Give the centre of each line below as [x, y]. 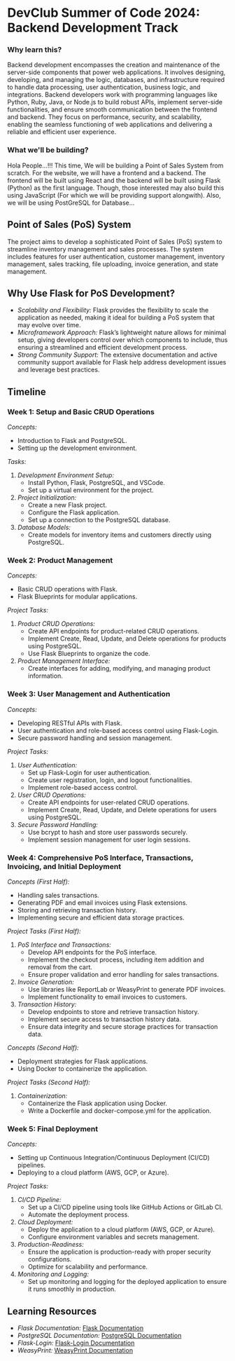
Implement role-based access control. [83, 787]
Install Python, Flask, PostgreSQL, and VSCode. [97, 483]
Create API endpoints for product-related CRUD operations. [113, 631]
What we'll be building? [48, 150]
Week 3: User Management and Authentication [89, 694]
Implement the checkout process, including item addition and [116, 959]
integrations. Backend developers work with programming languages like [113, 95]
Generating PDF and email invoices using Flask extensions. [102, 903]
